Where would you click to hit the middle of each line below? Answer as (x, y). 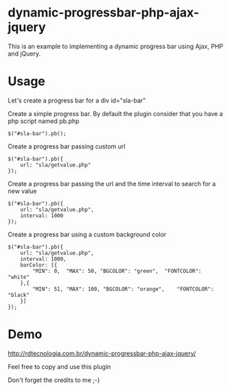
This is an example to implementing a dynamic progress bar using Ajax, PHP (116, 46)
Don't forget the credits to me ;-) (54, 380)
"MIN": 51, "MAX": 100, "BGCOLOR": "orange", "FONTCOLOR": (123, 289)
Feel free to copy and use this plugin (59, 366)
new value (22, 191)
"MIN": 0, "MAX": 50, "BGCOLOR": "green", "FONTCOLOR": (117, 271)
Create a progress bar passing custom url (67, 146)
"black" (19, 295)
